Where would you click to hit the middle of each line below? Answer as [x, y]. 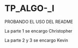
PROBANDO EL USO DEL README [39, 22]
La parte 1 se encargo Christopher [39, 31]
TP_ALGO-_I [29, 8]
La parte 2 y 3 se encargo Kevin [36, 40]
